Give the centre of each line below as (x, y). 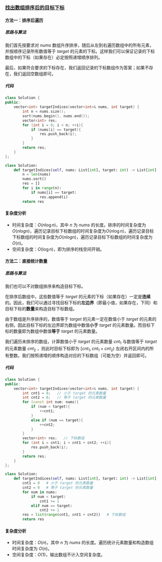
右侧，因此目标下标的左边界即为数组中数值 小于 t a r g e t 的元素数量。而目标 (78, 325)
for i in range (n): (42, 188)
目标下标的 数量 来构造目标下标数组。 (41, 309)
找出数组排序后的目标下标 (35, 7)
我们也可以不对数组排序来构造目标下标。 (45, 286)
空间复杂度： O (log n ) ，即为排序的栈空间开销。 (58, 249)
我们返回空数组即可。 (35, 74)
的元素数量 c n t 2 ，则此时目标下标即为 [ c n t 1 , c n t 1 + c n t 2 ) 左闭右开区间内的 (77, 349)
